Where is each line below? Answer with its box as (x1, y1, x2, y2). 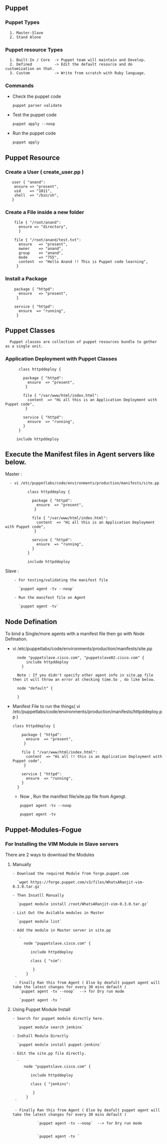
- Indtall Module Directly (12, 1033, 69, 1038)
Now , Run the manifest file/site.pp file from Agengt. (19, 793, 127, 800)
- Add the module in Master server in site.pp (12, 927, 111, 932)
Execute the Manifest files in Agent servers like (5, 450, 155, 458)
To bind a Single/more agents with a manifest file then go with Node (5, 631, 145, 637)
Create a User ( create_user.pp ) (5, 168, 84, 175)
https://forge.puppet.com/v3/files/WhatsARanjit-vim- (30, 880, 145, 885)
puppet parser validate (12, 103, 62, 108)
